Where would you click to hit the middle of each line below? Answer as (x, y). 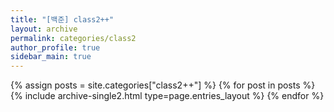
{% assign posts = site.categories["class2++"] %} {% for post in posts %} (163, 85)
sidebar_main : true (51, 57)
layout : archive (44, 29)
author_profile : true (55, 47)
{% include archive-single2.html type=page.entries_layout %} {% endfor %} (167, 96)
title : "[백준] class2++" (62, 19)
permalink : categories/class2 (73, 38)
